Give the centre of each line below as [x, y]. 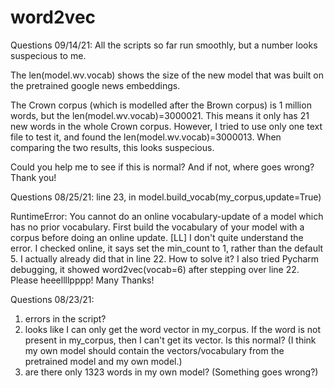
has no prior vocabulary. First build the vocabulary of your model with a [157, 227]
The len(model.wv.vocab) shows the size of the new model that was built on [167, 75]
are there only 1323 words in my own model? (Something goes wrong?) [171, 372]
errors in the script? [65, 318]
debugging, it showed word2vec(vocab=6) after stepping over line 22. [155, 269]
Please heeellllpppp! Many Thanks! [82, 280]
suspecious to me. [48, 55]
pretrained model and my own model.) [103, 361]
